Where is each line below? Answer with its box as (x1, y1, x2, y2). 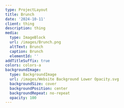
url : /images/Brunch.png (9, 40, 61, 45)
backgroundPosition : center (9, 86, 68, 91)
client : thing (5, 21, 35, 26)
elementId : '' (9, 53, 39, 59)
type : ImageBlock (9, 35, 46, 40)
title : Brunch (5, 12, 35, 17)
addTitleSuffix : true (5, 58, 50, 63)
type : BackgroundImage (9, 72, 57, 77)
